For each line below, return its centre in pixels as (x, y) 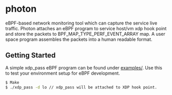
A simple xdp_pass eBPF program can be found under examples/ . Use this (84, 67)
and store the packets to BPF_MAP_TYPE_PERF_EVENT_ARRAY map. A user (85, 34)
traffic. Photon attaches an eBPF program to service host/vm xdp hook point (86, 28)
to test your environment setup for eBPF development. (63, 73)
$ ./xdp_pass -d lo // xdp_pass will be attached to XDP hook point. (81, 87)
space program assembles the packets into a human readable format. (79, 39)
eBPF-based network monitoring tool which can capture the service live (81, 23)
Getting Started (31, 55)
